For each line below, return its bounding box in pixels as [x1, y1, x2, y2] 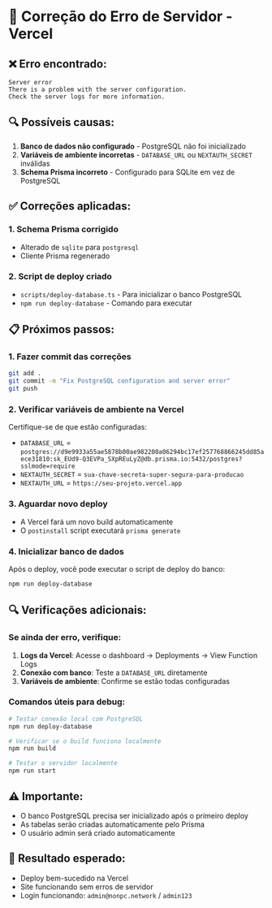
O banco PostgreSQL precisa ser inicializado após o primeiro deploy [19, 811, 249, 820]
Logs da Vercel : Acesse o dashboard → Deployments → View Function [19, 650, 258, 660]
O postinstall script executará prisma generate [19, 525, 181, 535]
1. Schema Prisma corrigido [8, 223, 119, 235]
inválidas [19, 158, 50, 168]
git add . [8, 370, 42, 378]
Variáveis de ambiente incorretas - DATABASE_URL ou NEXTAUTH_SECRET [19, 149, 253, 159]
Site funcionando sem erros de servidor [19, 881, 153, 892]
